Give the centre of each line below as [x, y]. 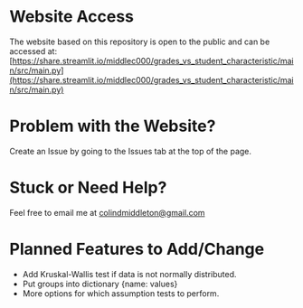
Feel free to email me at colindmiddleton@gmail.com [107, 212]
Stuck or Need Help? [88, 188]
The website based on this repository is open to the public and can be [140, 42]
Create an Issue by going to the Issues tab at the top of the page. [130, 151]
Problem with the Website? [113, 126]
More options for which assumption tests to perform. [121, 293]
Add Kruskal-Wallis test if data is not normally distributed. [129, 274]
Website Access [71, 17]
